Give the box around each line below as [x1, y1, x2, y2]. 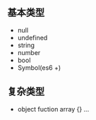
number [17, 48, 41, 56]
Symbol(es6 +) [17, 63, 61, 72]
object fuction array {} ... [17, 104, 90, 113]
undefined [17, 33, 48, 42]
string [17, 41, 35, 49]
